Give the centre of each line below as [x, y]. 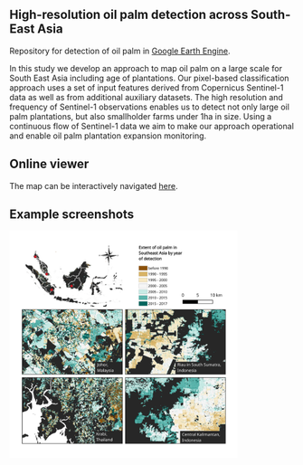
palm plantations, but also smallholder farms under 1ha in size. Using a [141, 116]
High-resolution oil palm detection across [129, 15]
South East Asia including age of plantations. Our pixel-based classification [149, 78]
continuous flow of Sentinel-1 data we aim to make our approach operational [151, 126]
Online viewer [49, 164]
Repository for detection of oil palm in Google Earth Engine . [120, 51]
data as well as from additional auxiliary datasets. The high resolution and [146, 97]
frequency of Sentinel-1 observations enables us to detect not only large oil [149, 107]
